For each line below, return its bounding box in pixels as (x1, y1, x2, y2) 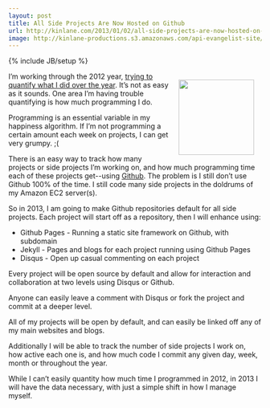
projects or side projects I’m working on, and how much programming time (8, 162, 256, 173)
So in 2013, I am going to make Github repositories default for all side (8, 204, 237, 214)
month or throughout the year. (8, 358, 108, 368)
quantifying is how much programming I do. (8, 97, 153, 107)
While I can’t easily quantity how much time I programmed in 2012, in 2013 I (8, 374, 259, 384)
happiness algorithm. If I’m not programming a (8, 121, 162, 131)
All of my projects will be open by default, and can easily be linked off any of (8, 317, 262, 327)
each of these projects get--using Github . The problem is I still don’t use (8, 171, 247, 181)
